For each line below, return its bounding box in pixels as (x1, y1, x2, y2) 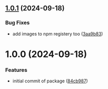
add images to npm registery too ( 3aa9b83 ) (12, 30, 103, 37)
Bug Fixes (5, 19, 30, 26)
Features (5, 66, 28, 73)
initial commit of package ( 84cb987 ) (12, 78, 88, 84)
